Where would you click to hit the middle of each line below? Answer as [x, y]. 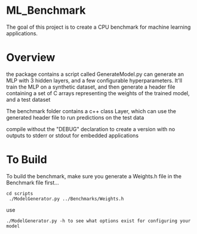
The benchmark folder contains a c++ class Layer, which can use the [91, 111]
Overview [31, 58]
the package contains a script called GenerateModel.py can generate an [95, 74]
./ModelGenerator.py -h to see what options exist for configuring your [98, 221]
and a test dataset [28, 99]
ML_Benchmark [46, 10]
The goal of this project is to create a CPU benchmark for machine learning [98, 27]
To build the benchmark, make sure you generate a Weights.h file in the [94, 176]
